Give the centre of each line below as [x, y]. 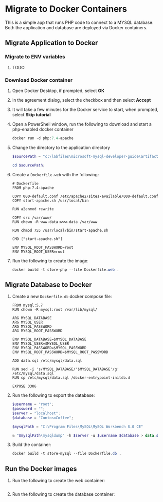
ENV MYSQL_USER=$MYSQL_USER [40, 344]
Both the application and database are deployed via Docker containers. [76, 27]
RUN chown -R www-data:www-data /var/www [54, 222]
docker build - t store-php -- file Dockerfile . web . [65, 270]
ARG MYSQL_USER [27, 322]
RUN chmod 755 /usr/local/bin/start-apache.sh [60, 230]
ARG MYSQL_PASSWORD [32, 327]
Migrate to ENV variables [35, 57]
